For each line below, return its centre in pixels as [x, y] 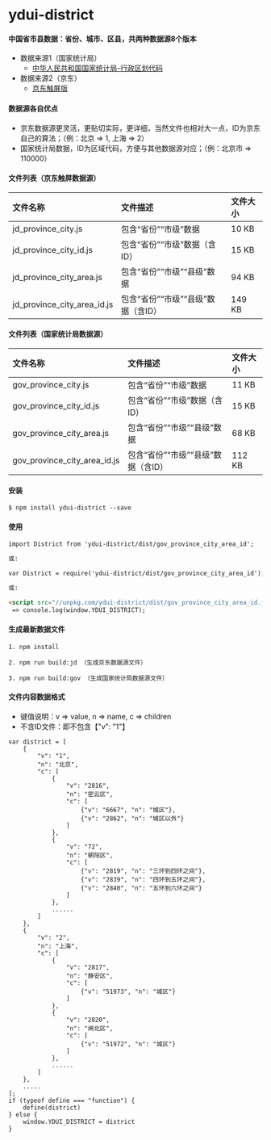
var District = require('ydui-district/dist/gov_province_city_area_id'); [137, 574]
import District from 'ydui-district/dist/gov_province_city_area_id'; [131, 544]
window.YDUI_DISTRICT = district [79, 1122]
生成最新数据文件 [37, 629]
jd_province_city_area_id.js [63, 304]
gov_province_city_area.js [60, 433]
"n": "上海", [58, 946]
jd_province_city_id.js [52, 249]
